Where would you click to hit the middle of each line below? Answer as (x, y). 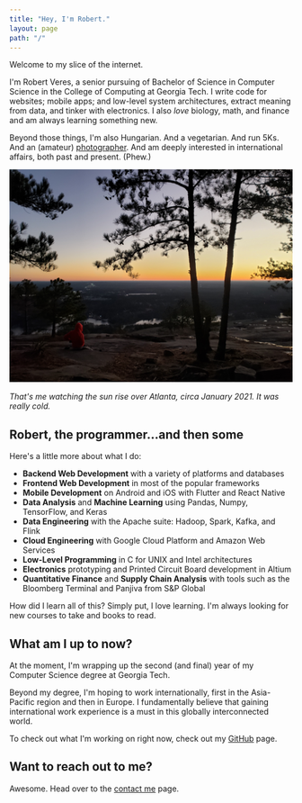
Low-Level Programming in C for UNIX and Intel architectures (138, 560)
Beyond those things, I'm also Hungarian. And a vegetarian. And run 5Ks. (144, 138)
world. (21, 721)
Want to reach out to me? (81, 767)
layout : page (34, 28)
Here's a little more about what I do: (75, 456)
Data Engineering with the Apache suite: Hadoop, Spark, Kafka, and (149, 521)
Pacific (22, 702)
